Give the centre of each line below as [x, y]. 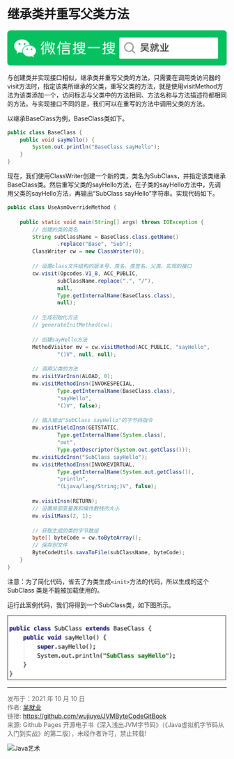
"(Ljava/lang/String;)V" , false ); [107, 487]
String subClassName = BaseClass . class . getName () [106, 237]
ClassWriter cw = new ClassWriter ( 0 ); [88, 251]
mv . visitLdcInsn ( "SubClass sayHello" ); [90, 457]
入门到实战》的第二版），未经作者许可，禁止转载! [77, 734]
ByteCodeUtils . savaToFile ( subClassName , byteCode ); [109, 553]
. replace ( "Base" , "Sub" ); [94, 244]
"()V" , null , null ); [87, 354]
